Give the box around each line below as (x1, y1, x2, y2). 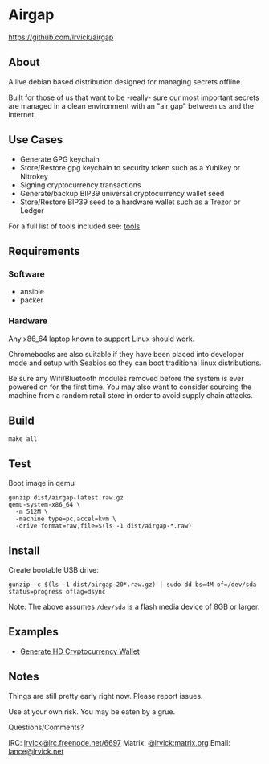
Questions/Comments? (8, 722, 84, 732)
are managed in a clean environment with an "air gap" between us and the (8, 101, 255, 110)
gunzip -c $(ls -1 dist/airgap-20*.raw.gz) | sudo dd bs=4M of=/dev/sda (8, 581, 257, 589)
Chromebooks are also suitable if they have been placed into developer (8, 349, 245, 359)
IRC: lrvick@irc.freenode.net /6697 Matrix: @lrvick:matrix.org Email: (8, 737, 230, 747)
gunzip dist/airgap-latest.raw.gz (8, 494, 124, 502)
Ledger (19, 205, 44, 215)
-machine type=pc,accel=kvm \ (15, 515, 116, 524)
